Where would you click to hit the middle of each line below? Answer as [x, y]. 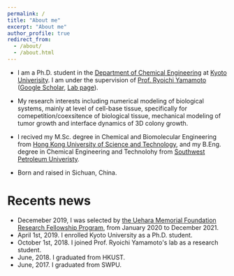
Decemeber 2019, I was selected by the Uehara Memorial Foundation [117, 220]
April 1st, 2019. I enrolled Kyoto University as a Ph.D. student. [105, 235]
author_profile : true [39, 33]
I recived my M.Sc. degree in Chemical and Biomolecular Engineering [117, 136]
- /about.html [34, 53]
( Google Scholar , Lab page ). [58, 87]
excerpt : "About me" [37, 27]
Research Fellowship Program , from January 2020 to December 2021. [118, 227]
